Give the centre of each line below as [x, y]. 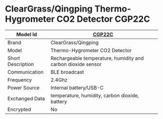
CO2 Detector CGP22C [103, 19]
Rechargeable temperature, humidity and [97, 58]
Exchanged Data [26, 98]
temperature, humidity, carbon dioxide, [95, 95]
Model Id [27, 34]
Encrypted [19, 109]
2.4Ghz [59, 79]
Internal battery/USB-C [77, 88]
